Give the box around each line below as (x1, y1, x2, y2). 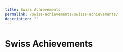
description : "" (5, 16, 39, 21)
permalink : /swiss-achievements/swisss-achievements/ (5, 12, 119, 17)
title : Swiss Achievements (5, 7, 61, 12)
